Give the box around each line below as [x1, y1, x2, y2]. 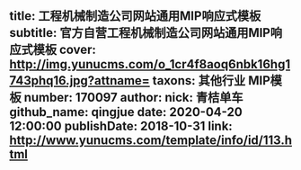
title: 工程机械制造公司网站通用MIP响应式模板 [9, 8, 261, 24]
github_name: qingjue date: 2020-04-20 [9, 104, 243, 120]
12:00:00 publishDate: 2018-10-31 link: [9, 119, 234, 134]
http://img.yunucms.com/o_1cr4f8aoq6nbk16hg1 [9, 57, 290, 72]
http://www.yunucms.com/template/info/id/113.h [9, 133, 293, 148]
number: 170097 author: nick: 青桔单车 [23, 90, 244, 105]
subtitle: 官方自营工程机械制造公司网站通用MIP [9, 25, 271, 40]
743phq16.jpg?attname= [9, 73, 150, 88]
